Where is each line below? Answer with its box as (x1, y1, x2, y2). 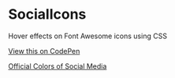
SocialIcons (8, 5, 87, 23)
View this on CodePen (8, 46, 80, 55)
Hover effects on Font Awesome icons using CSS (8, 31, 168, 41)
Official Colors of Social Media (8, 61, 107, 71)
